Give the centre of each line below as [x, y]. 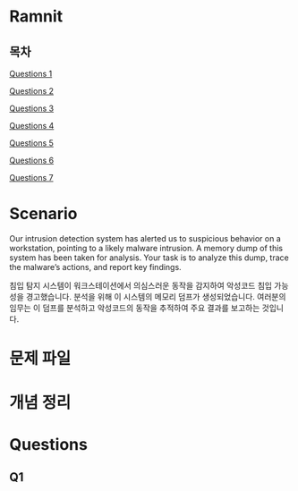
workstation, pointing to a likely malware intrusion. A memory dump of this [146, 248]
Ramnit [36, 17]
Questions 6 [32, 160]
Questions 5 [31, 143]
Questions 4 [32, 126]
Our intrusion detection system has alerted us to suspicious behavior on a [145, 238]
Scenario [43, 214]
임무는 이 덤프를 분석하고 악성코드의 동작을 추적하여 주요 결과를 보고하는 [135, 308]
